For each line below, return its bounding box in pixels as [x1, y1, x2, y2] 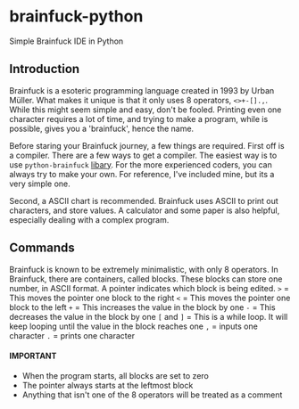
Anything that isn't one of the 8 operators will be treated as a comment [21, 389, 283, 400]
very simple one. [9, 178, 71, 189]
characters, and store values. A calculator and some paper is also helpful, [9, 205, 280, 216]
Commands [9, 241, 76, 256]
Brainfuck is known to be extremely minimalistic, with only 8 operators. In [9, 264, 278, 274]
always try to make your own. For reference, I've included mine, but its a [9, 168, 275, 179]
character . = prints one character [9, 330, 136, 340]
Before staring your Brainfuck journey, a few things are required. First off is [9, 140, 285, 151]
